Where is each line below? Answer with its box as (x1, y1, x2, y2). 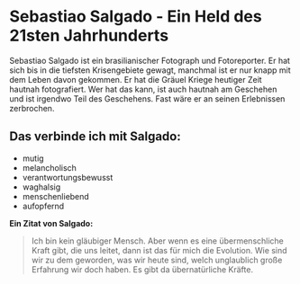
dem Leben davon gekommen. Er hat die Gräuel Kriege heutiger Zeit (9, 74, 263, 84)
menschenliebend (22, 191, 90, 201)
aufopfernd (22, 200, 65, 211)
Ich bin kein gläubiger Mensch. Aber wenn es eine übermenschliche (31, 235, 284, 246)
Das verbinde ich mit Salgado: (9, 129, 182, 145)
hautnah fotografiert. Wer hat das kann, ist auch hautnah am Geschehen (9, 84, 277, 94)
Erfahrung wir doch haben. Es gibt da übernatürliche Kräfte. (31, 263, 254, 275)
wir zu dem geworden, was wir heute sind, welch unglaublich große (31, 254, 283, 265)
